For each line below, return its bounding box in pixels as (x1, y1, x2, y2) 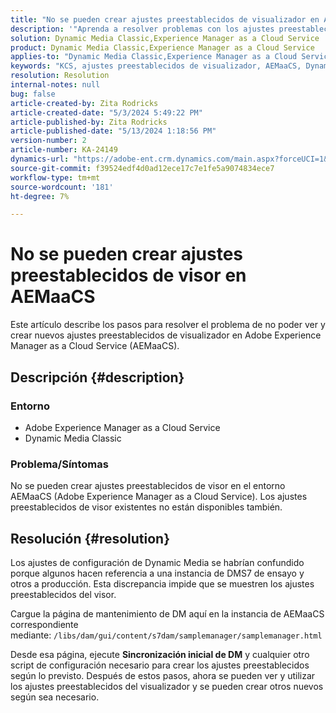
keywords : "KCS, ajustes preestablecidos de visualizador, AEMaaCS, (10, 61, 302, 71)
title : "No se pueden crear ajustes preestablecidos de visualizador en (10, 14, 320, 25)
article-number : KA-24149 (10, 145, 118, 155)
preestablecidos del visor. (10, 588, 117, 600)
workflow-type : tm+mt (10, 172, 101, 183)
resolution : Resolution (10, 71, 110, 81)
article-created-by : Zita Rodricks (10, 98, 159, 108)
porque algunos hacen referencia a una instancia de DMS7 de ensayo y (10, 567, 305, 579)
